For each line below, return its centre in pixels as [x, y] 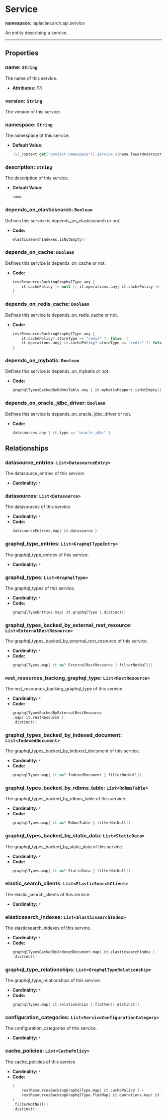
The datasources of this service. [38, 507]
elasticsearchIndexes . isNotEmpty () [49, 239]
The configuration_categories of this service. [51, 1028]
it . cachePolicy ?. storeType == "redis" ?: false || [75, 338]
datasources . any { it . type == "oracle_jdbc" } [61, 433]
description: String [29, 167]
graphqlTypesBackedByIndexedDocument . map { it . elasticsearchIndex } [84, 952]
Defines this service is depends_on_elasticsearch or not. [63, 220]
